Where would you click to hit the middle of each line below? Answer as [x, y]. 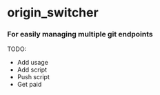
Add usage [32, 63]
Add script [32, 70]
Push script [33, 77]
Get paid [29, 85]
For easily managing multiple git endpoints [80, 34]
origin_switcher [53, 13]
